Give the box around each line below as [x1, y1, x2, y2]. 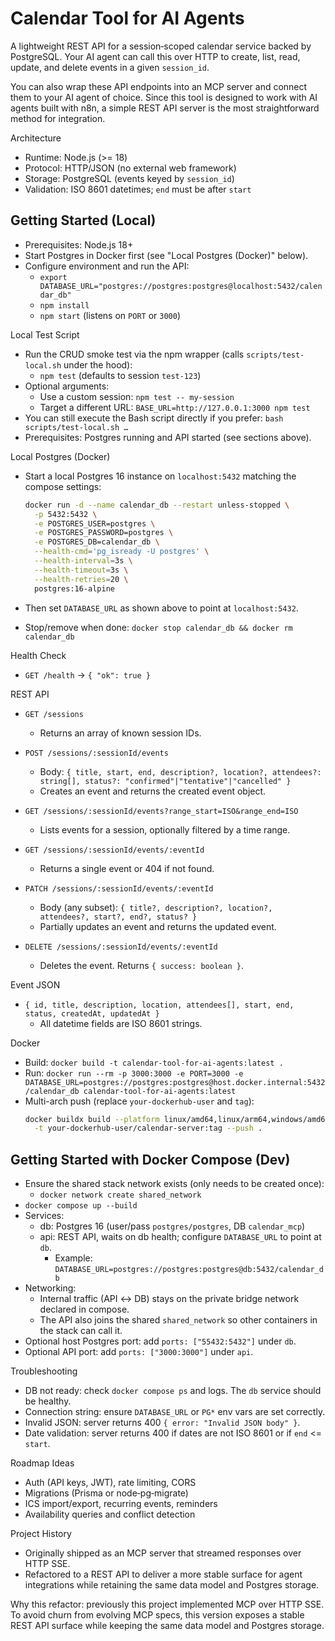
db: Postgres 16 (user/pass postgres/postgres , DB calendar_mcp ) [39, 1220, 306, 1232]
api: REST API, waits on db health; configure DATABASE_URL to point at [39, 1231, 322, 1243]
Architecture [10, 132, 62, 144]
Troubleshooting [10, 1365, 78, 1377]
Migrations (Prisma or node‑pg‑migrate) [24, 1487, 189, 1499]
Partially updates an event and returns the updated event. [39, 920, 277, 932]
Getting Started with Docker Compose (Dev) [10, 1151, 291, 1168]
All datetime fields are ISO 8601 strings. [39, 1017, 203, 1029]
